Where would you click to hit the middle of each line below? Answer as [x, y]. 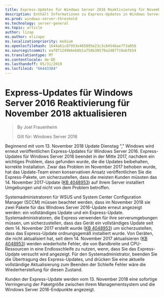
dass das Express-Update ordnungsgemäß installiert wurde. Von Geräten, [79, 233]
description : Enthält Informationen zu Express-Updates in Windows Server [83, 14]
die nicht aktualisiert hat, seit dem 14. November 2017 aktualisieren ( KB [76, 238]
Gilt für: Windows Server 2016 [47, 136]
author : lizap [20, 32]
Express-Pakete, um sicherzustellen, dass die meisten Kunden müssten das [81, 177]
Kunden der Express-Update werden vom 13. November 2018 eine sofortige [81, 279]
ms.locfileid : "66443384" [31, 69]
